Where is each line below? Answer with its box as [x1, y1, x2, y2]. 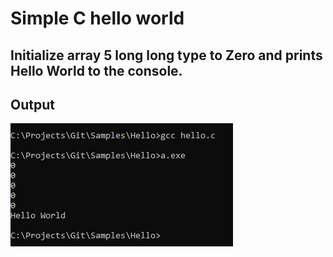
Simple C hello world [10, 7, 185, 30]
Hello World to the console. [10, 62, 183, 79]
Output [10, 96, 55, 113]
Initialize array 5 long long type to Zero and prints [10, 47, 323, 64]
